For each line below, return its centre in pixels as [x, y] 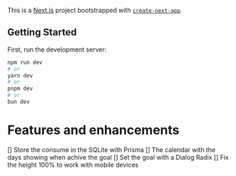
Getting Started [42, 32]
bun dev [19, 102]
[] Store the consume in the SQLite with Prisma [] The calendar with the [112, 149]
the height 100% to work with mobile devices [73, 165]
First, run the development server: [57, 49]
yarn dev [20, 76]
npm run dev [25, 62]
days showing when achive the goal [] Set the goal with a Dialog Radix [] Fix [118, 157]
